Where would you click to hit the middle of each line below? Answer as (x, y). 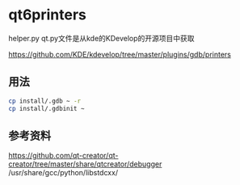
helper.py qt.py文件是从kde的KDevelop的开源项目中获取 (102, 38)
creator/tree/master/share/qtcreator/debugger (85, 164)
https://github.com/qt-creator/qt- (63, 156)
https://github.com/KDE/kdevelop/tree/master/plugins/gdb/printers (120, 54)
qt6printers (48, 15)
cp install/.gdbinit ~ (46, 108)
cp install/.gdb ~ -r (45, 101)
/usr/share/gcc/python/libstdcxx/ (63, 173)
